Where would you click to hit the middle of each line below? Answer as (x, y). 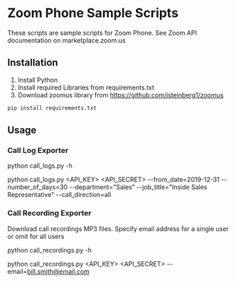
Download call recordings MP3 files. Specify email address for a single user (118, 228)
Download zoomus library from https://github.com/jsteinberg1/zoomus (120, 95)
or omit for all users (36, 236)
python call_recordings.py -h (50, 250)
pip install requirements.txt (52, 108)
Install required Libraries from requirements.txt (86, 87)
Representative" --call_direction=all (59, 195)
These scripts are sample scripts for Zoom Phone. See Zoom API (102, 33)
